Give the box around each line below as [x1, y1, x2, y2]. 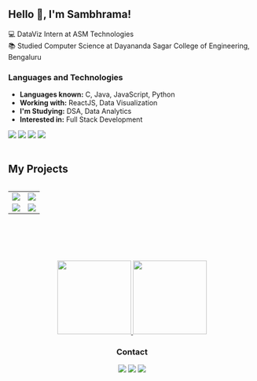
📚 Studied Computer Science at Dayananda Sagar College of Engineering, [8, 41, 250, 50]
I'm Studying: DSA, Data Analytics [19, 107, 132, 116]
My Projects [8, 162, 68, 175]
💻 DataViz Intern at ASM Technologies [8, 29, 134, 38]
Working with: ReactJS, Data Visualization [19, 98, 158, 108]
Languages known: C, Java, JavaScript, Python [19, 90, 175, 99]
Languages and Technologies [8, 71, 123, 82]
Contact [116, 346, 148, 357]
